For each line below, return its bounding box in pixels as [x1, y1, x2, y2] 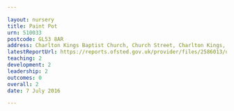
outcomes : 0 [7, 74, 42, 81]
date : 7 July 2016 [7, 87, 61, 94]
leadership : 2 [7, 67, 49, 75]
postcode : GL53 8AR [7, 35, 64, 42]
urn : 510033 [7, 29, 42, 36]
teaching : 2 [7, 55, 42, 62]
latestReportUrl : [7, 49, 58, 55]
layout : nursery [7, 16, 54, 23]
